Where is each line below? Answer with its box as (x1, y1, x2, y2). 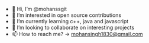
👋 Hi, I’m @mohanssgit (11, 6, 67, 12)
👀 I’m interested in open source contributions (11, 12, 122, 19)
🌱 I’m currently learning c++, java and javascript (11, 18, 129, 24)
